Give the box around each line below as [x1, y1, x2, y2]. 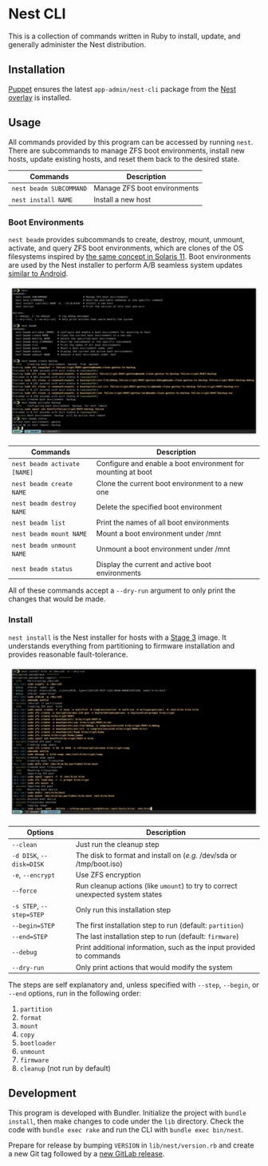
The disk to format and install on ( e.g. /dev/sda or [75, 850, 238, 860]
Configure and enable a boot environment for [96, 459, 245, 469]
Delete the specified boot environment [96, 502, 223, 512]
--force [11, 887, 37, 895]
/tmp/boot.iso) [75, 859, 124, 869]
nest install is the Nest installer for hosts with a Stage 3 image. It [8, 633, 227, 642]
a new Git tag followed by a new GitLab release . [8, 1148, 165, 1158]
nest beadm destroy [11, 499, 77, 508]
